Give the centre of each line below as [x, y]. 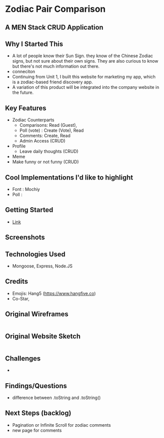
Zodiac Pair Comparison [55, 9]
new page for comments [37, 430]
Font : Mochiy [26, 189]
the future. [23, 93]
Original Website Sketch [43, 336]
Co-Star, [21, 298]
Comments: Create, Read [45, 136]
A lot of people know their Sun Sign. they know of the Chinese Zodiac [82, 56]
